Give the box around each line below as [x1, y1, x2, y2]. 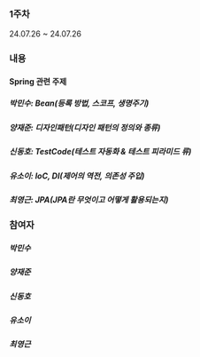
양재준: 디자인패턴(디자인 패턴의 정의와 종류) [9, 122, 161, 132]
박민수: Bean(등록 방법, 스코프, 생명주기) [9, 98, 150, 108]
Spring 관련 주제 [9, 75, 67, 86]
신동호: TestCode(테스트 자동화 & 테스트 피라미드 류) [9, 147, 192, 157]
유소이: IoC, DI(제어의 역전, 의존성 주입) [9, 171, 145, 181]
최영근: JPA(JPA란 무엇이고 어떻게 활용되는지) [9, 194, 169, 205]
